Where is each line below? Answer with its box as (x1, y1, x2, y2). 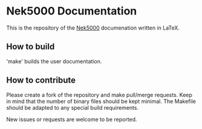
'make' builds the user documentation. (6, 57, 102, 64)
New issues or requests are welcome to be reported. (6, 116, 137, 123)
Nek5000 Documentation (6, 4, 137, 18)
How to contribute (6, 75, 76, 86)
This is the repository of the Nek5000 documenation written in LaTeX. (6, 24, 180, 31)
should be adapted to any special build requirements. (6, 104, 139, 111)
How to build (6, 42, 55, 52)
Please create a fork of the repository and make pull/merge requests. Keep (6, 91, 192, 98)
